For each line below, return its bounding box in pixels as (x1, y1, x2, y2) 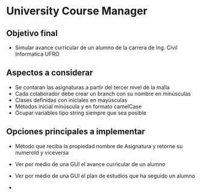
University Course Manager (6, 4, 148, 18)
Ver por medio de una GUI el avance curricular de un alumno (14, 160, 165, 167)
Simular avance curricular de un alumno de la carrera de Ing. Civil (14, 44, 178, 51)
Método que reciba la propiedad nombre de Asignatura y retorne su (14, 142, 183, 149)
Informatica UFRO (14, 50, 60, 58)
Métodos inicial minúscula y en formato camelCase (14, 103, 142, 110)
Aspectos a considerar (6, 68, 93, 78)
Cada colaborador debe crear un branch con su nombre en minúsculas (14, 90, 191, 97)
